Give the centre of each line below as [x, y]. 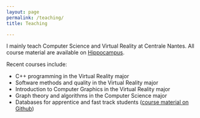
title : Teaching [27, 23]
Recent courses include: [37, 64]
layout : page [23, 12]
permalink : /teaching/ [35, 18]
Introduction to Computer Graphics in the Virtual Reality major [93, 89]
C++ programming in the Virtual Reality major [72, 76]
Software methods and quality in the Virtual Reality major [87, 83]
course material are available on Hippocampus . [66, 53]
